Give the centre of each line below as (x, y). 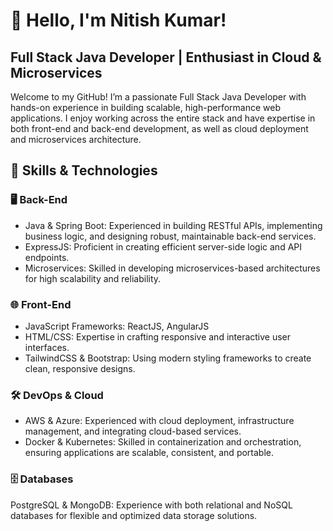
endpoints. (47, 257)
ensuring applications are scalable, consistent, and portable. (149, 453)
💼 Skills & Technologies (84, 170)
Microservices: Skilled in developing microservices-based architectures (172, 268)
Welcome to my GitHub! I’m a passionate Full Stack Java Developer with (158, 97)
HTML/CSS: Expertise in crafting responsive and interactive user (158, 336)
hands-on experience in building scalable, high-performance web (145, 107)
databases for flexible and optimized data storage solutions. (134, 515)
